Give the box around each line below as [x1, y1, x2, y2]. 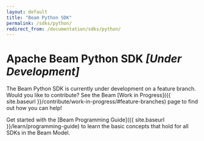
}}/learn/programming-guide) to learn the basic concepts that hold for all [6, 123, 189, 130]
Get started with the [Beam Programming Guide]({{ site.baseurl [6, 116, 165, 123]
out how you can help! [6, 105, 62, 112]
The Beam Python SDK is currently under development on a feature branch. [6, 85, 196, 92]
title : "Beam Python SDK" [6, 15, 72, 21]
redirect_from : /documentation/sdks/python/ [6, 26, 121, 32]
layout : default [6, 9, 47, 15]
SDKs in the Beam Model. [6, 129, 71, 137]
